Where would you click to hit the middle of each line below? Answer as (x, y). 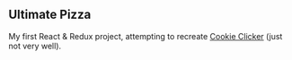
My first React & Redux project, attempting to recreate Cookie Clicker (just (146, 36)
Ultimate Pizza (50, 15)
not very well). (35, 46)
